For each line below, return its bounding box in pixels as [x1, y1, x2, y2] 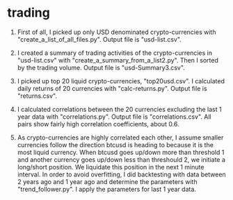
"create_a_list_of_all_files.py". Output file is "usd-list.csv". [17, 35, 182, 43]
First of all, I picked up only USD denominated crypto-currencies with [17, 28, 216, 36]
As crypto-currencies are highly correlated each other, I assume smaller [17, 133, 224, 142]
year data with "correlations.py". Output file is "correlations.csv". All [17, 112, 211, 121]
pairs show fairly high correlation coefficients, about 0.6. [17, 119, 179, 128]
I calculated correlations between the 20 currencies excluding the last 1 [17, 105, 222, 113]
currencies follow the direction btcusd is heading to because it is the [17, 140, 214, 149]
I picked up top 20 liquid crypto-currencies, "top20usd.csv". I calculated [17, 76, 225, 85]
